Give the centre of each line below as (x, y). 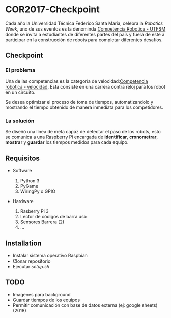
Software (22, 170)
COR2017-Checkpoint (53, 9)
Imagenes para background (41, 295)
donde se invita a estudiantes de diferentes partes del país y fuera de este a (85, 34)
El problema (20, 70)
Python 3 (30, 180)
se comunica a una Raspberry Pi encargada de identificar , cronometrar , (82, 137)
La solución (20, 121)
